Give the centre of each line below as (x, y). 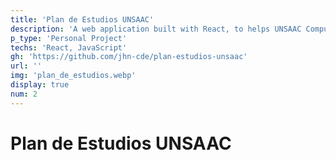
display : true (40, 85)
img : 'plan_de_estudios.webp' (73, 76)
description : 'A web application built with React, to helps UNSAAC (156, 29)
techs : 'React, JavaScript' (69, 47)
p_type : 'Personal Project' (69, 38)
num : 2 (24, 94)
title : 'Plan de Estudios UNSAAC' (82, 19)
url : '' (26, 66)
